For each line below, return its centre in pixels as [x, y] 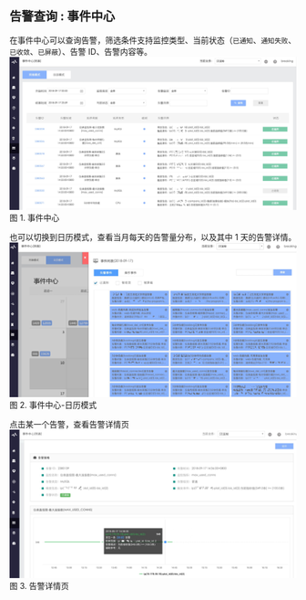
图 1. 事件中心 [35, 218]
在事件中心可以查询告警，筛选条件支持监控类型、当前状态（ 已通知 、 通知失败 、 [153, 40]
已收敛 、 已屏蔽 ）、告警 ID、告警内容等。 [81, 51]
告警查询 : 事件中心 [62, 16]
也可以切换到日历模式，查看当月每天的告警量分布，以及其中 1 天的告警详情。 [153, 237]
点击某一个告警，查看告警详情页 [69, 425]
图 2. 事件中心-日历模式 [53, 405]
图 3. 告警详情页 [40, 586]
